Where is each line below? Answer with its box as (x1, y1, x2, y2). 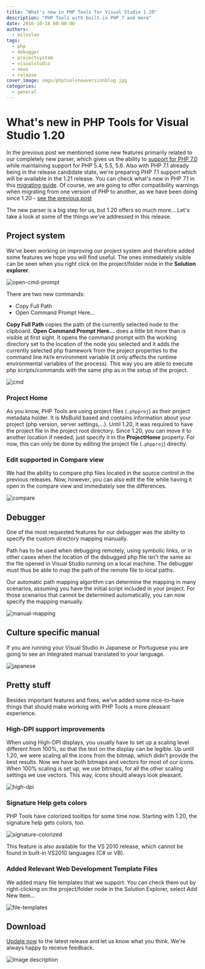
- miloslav (12, 32, 40, 38)
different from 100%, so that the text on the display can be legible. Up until (6, 745, 194, 752)
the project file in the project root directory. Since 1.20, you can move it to (6, 427, 192, 434)
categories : (6, 84, 37, 90)
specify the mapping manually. (6, 598, 84, 605)
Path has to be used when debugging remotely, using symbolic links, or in (6, 547, 193, 555)
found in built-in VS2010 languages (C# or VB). (6, 849, 125, 857)
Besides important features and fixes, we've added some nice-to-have (6, 696, 185, 704)
